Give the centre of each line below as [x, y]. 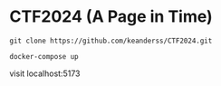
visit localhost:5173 [45, 73]
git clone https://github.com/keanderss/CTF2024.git [111, 41]
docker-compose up [44, 56]
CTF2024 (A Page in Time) [111, 17]
